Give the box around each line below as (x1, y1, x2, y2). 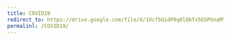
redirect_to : (7, 16, 45, 23)
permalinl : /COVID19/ (7, 22, 69, 29)
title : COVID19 (7, 9, 51, 17)
